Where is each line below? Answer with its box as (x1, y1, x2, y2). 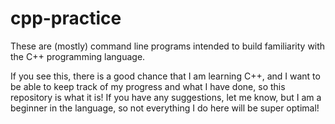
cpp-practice (10, 7, 122, 30)
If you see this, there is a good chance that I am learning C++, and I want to (10, 70, 321, 82)
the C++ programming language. (10, 50, 146, 62)
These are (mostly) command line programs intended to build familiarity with (10, 40, 326, 52)
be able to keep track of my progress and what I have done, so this (10, 80, 286, 92)
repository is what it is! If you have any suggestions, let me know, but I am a (10, 91, 322, 103)
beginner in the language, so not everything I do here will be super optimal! (10, 102, 320, 114)
